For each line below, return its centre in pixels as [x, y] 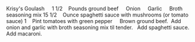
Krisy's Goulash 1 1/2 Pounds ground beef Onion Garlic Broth [95, 9]
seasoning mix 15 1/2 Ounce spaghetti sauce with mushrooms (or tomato [97, 15]
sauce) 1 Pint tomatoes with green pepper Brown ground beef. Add [94, 21]
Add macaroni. [24, 34]
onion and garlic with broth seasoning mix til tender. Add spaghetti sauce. [98, 27]
